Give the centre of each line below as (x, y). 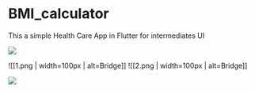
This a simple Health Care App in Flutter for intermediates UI (107, 35)
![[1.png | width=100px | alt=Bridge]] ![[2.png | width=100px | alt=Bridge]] (128, 65)
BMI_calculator (59, 14)
